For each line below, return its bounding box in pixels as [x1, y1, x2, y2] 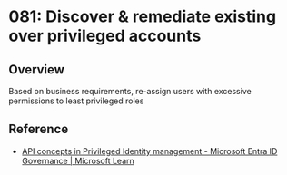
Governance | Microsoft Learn [21, 155, 135, 166]
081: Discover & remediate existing [8, 6, 277, 27]
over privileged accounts [8, 25, 202, 46]
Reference [8, 122, 69, 137]
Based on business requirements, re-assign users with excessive [8, 86, 252, 96]
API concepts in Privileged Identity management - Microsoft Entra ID [21, 145, 278, 156]
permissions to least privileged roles [8, 95, 144, 106]
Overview [8, 62, 65, 77]
